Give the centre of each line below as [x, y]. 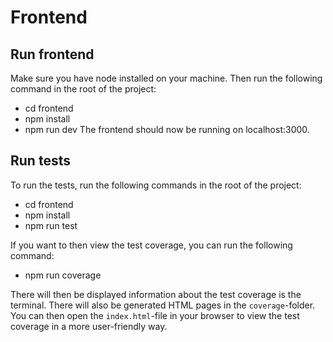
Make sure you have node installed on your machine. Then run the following [166, 78]
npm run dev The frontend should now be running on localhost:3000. [167, 129]
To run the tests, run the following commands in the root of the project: [156, 185]
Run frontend [52, 54]
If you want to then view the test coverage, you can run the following [151, 245]
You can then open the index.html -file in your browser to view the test [155, 315]
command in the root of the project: [83, 89]
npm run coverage [63, 275]
